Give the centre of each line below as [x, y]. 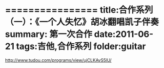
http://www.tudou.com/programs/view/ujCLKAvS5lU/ [58, 60]
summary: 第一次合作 [49, 34]
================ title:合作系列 [79, 10]
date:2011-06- [124, 34]
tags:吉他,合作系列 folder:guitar [81, 46]
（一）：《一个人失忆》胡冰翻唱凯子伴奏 [82, 22]
